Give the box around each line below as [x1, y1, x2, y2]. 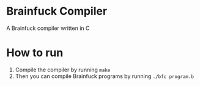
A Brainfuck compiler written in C [6, 24, 90, 32]
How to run [6, 46, 64, 60]
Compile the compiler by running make [15, 66, 111, 73]
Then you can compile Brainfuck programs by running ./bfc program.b [15, 72, 194, 80]
